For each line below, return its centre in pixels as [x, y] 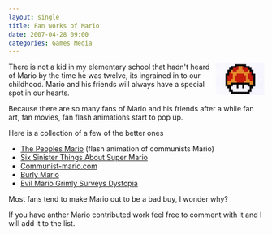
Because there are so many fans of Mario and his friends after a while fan [131, 109]
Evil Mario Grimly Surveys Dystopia [79, 184]
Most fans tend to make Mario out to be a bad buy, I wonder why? [119, 199]
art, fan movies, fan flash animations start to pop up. [96, 117]
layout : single [34, 17]
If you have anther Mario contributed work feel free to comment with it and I [135, 215]
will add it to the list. [42, 224]
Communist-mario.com [59, 166]
